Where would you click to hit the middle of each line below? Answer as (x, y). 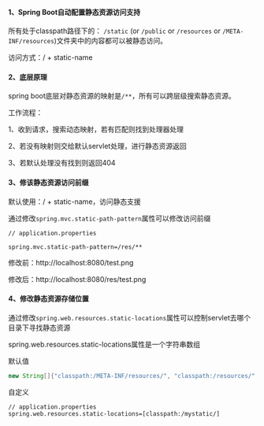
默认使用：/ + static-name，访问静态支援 (75, 202)
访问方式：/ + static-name (50, 57)
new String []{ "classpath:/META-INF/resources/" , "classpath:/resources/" (132, 376)
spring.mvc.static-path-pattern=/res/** (76, 247)
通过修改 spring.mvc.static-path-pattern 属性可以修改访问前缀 (110, 218)
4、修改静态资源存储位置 (48, 298)
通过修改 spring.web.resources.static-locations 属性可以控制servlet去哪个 (129, 317)
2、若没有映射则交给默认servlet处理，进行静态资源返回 (97, 146)
